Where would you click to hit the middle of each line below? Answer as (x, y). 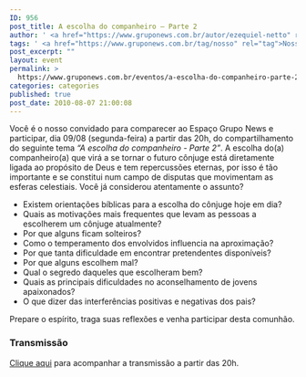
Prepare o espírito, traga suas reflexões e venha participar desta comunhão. (152, 319)
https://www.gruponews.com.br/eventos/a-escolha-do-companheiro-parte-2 (158, 78)
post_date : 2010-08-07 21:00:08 (71, 103)
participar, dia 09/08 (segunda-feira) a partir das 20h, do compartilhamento (152, 139)
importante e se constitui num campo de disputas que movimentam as (142, 177)
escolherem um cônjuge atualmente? (92, 224)
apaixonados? (49, 292)
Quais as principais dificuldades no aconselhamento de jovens (140, 282)
